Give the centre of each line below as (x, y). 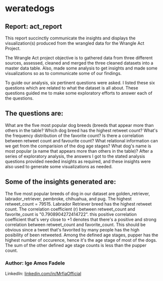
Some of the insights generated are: (61, 182)
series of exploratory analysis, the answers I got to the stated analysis (75, 156)
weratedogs (30, 9)
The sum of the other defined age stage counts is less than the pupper (76, 245)
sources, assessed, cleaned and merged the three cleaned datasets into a (79, 63)
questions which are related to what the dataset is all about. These (72, 88)
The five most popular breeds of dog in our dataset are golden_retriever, (77, 193)
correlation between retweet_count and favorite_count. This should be (75, 225)
